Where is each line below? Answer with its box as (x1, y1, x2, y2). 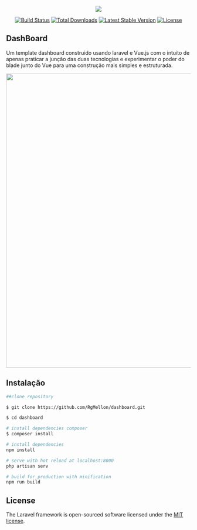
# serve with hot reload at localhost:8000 (6, 458, 114, 464)
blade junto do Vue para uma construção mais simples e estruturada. (6, 62, 173, 69)
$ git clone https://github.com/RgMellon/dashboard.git (6, 404, 145, 410)
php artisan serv (6, 463, 49, 469)
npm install (6, 447, 35, 453)
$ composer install (6, 431, 54, 437)
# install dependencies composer (6, 425, 88, 432)
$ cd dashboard (6, 415, 43, 421)
